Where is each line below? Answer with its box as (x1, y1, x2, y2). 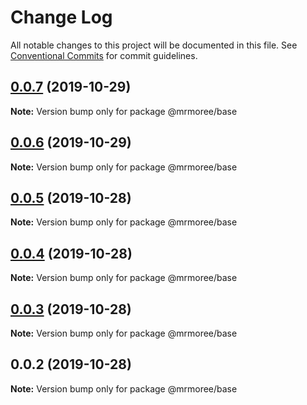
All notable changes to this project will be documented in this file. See (10, 39, 298, 51)
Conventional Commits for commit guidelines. (10, 49, 198, 61)
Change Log (10, 6, 113, 29)
